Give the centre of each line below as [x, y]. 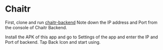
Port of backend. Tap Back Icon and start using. [53, 42]
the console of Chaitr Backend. [36, 27]
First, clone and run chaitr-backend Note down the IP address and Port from [81, 22]
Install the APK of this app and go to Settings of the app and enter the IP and [81, 37]
